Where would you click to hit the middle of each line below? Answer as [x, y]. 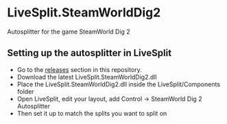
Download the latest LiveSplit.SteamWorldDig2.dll [87, 77]
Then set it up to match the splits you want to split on [92, 113]
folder [25, 91]
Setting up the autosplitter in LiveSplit [89, 53]
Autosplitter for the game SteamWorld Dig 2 [69, 32]
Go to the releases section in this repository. [79, 69]
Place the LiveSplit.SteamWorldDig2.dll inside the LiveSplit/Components [119, 84]
